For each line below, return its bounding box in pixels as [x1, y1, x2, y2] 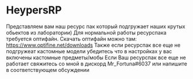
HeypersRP [6, 4, 62, 17]
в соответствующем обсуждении [6, 66, 89, 73]
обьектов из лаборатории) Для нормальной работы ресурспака [6, 29, 167, 36]
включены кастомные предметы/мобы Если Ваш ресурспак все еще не [6, 54, 186, 61]
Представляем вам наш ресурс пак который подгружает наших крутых [6, 23, 185, 30]
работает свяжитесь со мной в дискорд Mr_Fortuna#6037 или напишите [6, 60, 187, 67]
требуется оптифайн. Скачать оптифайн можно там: [6, 35, 137, 42]
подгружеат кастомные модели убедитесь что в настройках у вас [6, 47, 173, 54]
